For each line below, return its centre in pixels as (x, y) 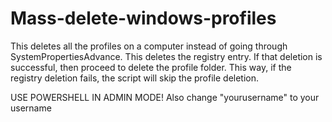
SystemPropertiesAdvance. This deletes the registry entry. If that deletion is (166, 56)
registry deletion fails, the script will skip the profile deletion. (135, 78)
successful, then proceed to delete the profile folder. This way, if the (151, 67)
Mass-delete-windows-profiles (143, 18)
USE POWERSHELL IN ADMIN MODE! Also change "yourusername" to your (165, 97)
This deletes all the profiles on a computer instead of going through (149, 46)
